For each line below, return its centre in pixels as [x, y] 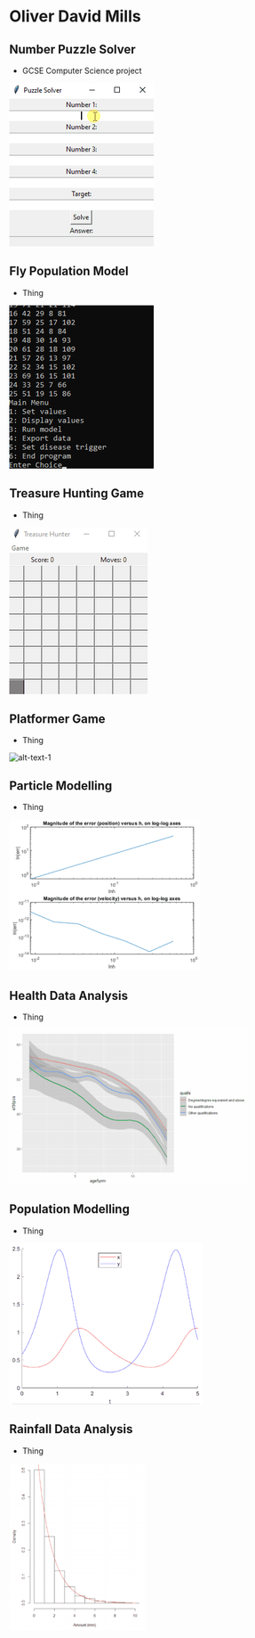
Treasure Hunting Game [77, 493]
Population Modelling [70, 1209]
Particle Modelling [61, 786]
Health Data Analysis [69, 995]
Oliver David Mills [75, 16]
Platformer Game [57, 719]
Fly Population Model [69, 271]
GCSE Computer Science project [82, 70]
